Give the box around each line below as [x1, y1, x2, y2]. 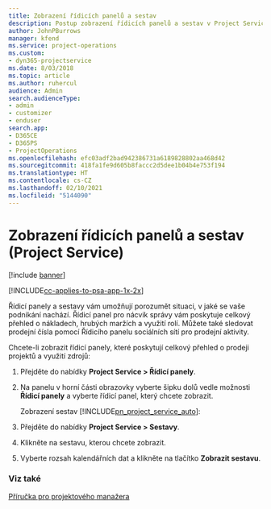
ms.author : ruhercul [8, 79, 78, 87]
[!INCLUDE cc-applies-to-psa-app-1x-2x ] [8, 285, 144, 295]
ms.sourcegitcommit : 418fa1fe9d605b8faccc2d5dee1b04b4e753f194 [8, 162, 226, 170]
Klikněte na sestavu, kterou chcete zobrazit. [19, 437, 167, 447]
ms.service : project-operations [8, 42, 117, 50]
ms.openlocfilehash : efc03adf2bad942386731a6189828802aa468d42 [8, 154, 226, 162]
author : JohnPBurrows [8, 27, 81, 35]
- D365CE [8, 131, 38, 139]
